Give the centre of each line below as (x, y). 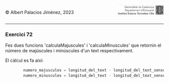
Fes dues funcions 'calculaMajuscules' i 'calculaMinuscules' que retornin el (83, 45)
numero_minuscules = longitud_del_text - (67, 76)
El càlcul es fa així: (24, 60)
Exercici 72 (19, 34)
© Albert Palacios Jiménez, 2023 (39, 12)
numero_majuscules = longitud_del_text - (67, 70)
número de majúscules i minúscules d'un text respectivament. (69, 51)
